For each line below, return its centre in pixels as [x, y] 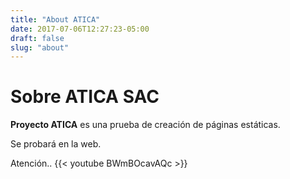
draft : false [37, 38]
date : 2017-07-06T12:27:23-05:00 [80, 29]
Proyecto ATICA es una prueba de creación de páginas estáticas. [145, 125]
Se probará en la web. [56, 144]
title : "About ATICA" [55, 19]
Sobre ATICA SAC [85, 97]
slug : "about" [40, 47]
